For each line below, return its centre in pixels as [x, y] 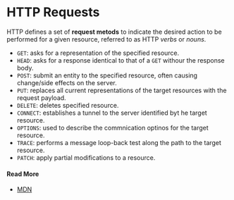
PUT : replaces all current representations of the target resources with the [122, 90]
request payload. [41, 98]
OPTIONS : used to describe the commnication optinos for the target [112, 127]
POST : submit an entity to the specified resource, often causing [107, 75]
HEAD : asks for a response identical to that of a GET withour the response [121, 60]
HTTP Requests [53, 12]
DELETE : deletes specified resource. [68, 105]
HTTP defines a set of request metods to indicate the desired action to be [115, 32]
